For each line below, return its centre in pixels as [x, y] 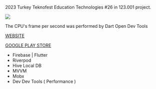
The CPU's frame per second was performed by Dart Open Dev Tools [77, 26]
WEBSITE [15, 36]
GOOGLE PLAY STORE [28, 45]
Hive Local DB [27, 66]
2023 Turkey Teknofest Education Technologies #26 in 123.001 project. [78, 7]
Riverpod [22, 60]
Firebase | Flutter [30, 55]
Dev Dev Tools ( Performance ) [44, 81]
